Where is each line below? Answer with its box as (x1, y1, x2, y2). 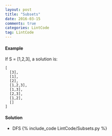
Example (5, 45, 24, 51)
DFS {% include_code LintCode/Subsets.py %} (12, 126, 107, 132)
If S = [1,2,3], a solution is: (5, 56, 58, 62)
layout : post (5, 7, 32, 12)
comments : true (5, 21, 36, 26)
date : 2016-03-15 (5, 16, 41, 21)
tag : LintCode (5, 30, 34, 35)
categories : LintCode (5, 26, 50, 30)
